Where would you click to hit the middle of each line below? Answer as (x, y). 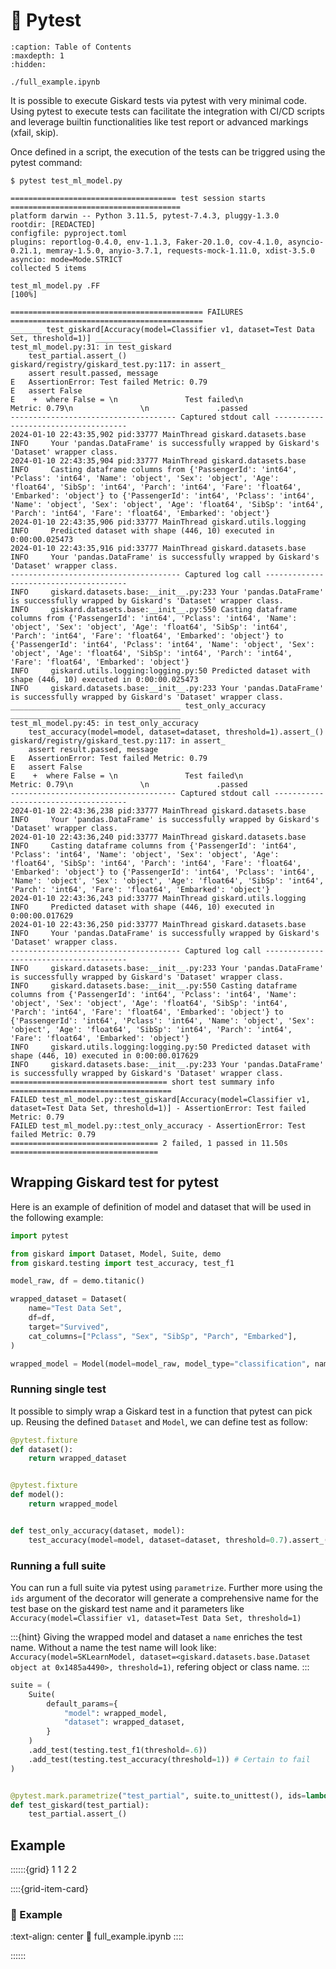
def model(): (37, 1495)
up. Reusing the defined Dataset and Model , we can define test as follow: (159, 1421)
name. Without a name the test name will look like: (113, 1647)
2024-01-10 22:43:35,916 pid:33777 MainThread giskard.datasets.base (158, 548)
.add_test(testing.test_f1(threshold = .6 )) (118, 1750)
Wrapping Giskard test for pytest (114, 1182)
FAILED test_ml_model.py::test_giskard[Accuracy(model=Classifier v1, (160, 1099)
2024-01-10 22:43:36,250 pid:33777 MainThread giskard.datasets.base (158, 924)
